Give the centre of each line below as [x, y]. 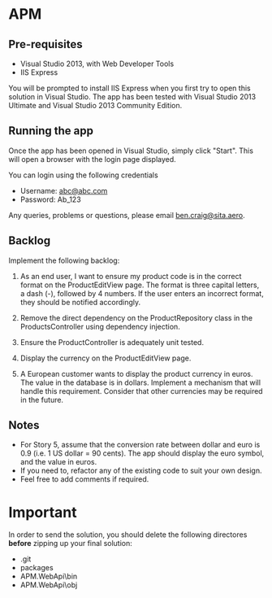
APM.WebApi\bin [49, 576]
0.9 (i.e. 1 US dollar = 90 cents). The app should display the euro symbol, [142, 453]
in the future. [41, 399]
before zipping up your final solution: [70, 543]
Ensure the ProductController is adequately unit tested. [112, 342]
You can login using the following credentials [83, 175]
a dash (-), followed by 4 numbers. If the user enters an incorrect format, [142, 293]
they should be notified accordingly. [80, 302]
